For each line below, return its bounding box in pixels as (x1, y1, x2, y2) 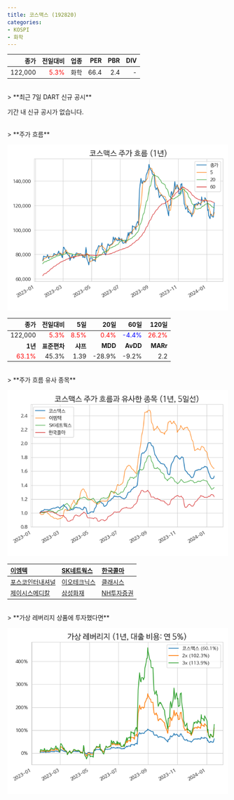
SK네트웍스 (62, 566, 93, 574)
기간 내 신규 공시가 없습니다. (7, 108, 84, 116)
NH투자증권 (101, 589, 134, 598)
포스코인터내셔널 (10, 578, 56, 586)
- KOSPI (7, 26, 30, 33)
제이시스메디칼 (10, 589, 50, 598)
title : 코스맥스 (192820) (7, 11, 77, 18)
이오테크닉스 (62, 578, 96, 586)
